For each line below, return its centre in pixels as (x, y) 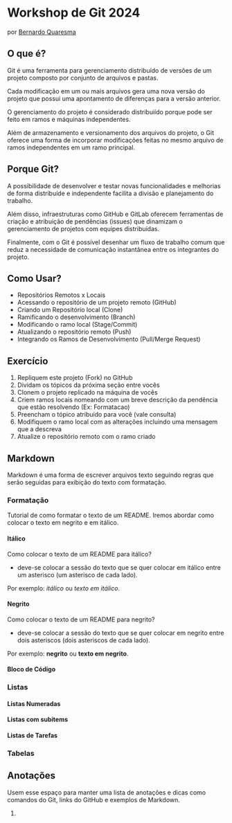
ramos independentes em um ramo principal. (71, 147)
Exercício (28, 361)
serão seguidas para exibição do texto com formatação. (87, 482)
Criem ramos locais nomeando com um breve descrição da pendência (117, 400)
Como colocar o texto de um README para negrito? (81, 619)
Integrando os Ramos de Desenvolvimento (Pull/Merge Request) (109, 339)
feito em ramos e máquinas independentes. (69, 119)
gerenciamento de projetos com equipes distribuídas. (83, 228)
